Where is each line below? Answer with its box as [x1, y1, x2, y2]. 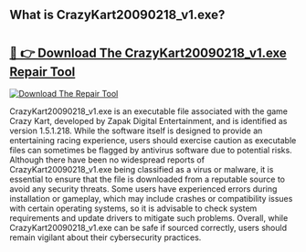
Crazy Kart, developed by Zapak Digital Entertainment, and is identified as [9, 116, 288, 126]
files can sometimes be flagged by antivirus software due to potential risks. [9, 145, 292, 155]
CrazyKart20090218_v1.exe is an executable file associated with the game [9, 106, 289, 117]
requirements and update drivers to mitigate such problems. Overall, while [9, 213, 289, 223]
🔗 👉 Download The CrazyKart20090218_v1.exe [9, 45, 288, 60]
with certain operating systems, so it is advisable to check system [9, 203, 258, 214]
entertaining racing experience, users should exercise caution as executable [9, 135, 297, 145]
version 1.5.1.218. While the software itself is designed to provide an [9, 125, 263, 136]
